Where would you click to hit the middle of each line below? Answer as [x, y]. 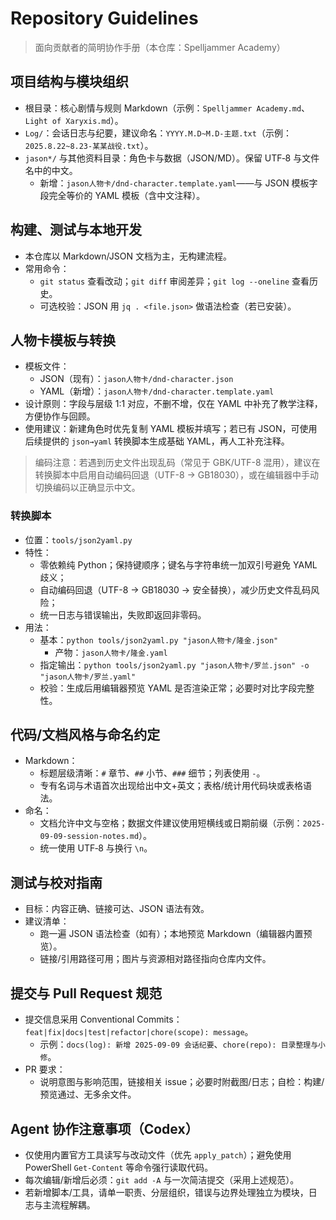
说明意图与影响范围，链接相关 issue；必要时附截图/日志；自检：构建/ [182, 1082]
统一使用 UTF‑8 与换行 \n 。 [96, 848]
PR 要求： [45, 1069]
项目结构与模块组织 [69, 82]
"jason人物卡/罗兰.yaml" [88, 677]
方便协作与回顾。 [60, 416]
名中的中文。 [51, 170]
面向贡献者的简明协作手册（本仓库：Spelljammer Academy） [160, 47]
